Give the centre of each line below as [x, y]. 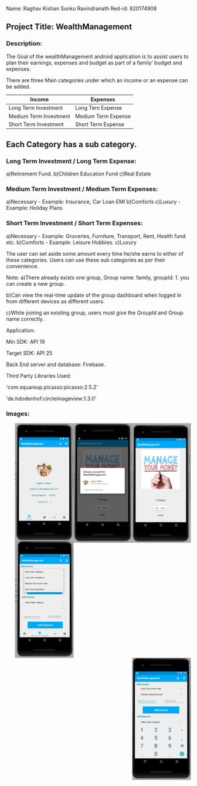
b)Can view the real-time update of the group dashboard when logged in [94, 295]
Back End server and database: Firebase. [56, 364]
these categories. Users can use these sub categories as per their [86, 260]
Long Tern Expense [98, 108]
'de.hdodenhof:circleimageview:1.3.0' [51, 398]
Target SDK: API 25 [29, 353]
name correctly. [25, 319]
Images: [18, 414]
